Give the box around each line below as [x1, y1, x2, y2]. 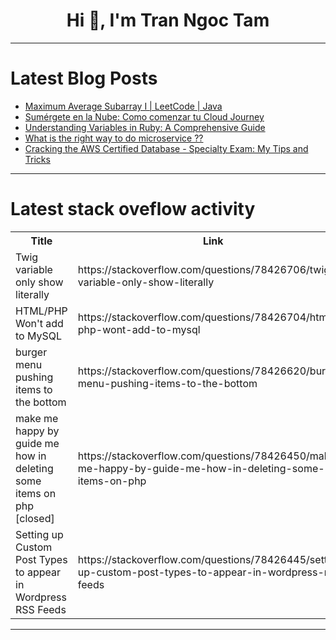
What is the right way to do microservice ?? [24, 132, 204, 144]
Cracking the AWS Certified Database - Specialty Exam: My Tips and [24, 142, 309, 154]
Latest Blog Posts [10, 67, 158, 90]
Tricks [24, 153, 51, 165]
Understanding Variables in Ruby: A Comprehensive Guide [24, 121, 266, 133]
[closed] [15, 511, 55, 525]
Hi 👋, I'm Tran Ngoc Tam [66, 9, 270, 32]
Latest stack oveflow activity [10, 198, 256, 221]
